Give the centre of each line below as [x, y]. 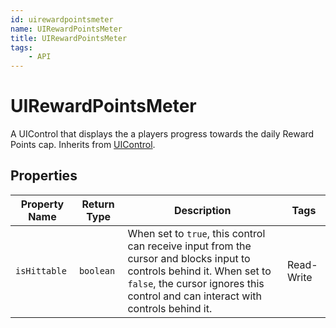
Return [98, 204]
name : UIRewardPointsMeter [66, 29]
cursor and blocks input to [189, 258]
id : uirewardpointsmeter [62, 19]
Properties [44, 176]
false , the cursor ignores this [196, 283]
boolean [97, 270]
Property [42, 204]
